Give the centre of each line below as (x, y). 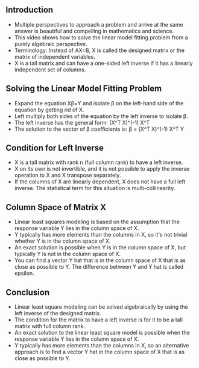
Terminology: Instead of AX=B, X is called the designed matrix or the (99, 50)
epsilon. (24, 273)
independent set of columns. (50, 70)
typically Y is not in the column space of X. (68, 254)
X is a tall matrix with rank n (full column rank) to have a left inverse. (99, 162)
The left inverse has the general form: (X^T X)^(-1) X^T (82, 122)
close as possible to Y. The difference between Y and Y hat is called (99, 267)
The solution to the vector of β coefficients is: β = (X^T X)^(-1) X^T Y (99, 129)
